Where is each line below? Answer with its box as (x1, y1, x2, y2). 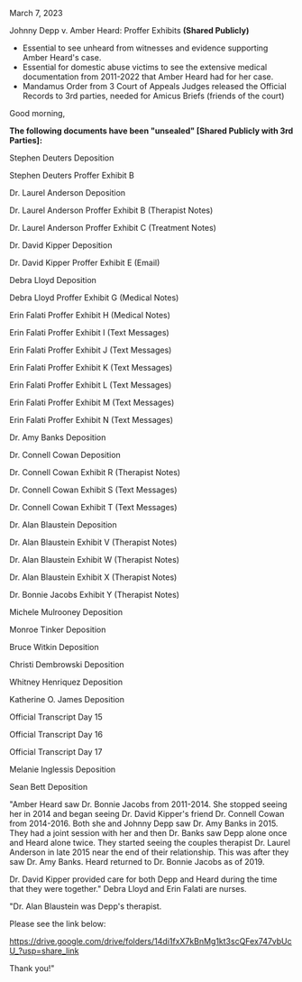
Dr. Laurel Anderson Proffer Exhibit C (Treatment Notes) (9, 223, 216, 233)
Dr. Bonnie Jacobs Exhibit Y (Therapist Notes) (9, 590, 180, 600)
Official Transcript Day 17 (9, 747, 103, 757)
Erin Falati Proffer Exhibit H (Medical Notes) (9, 310, 171, 320)
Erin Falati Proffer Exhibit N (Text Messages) (9, 415, 174, 425)
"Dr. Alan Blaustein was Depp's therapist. (9, 901, 162, 912)
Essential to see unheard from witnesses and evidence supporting (22, 42, 269, 53)
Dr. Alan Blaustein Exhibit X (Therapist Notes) (9, 572, 178, 583)
